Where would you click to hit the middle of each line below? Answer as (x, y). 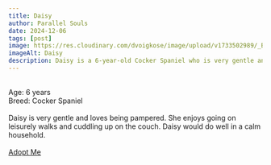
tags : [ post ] (30, 38)
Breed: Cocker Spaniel (46, 101)
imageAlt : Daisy (35, 53)
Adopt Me (25, 152)
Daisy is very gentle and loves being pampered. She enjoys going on (122, 118)
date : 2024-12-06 (38, 31)
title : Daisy (30, 16)
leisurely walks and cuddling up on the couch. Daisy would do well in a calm (135, 126)
